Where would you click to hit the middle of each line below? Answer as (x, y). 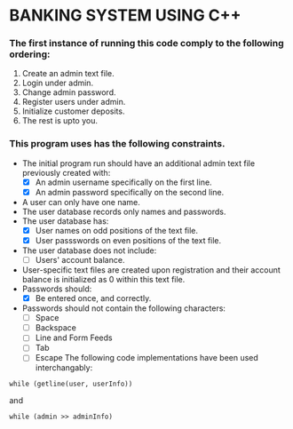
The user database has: (65, 221)
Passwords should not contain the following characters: (124, 308)
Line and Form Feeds (74, 338)
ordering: (30, 54)
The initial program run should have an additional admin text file (139, 163)
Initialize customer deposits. (73, 111)
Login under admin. (58, 83)
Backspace (56, 328)
